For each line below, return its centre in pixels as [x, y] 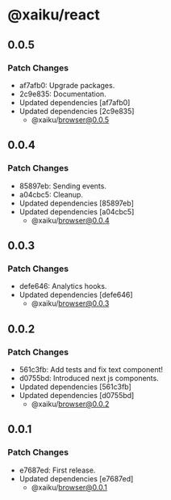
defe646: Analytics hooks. [63, 286]
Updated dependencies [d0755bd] [77, 395]
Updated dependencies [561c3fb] [75, 387]
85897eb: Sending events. [63, 186]
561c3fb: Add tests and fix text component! [91, 369]
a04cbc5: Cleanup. [51, 194]
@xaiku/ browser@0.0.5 [70, 120]
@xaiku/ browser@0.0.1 [69, 487]
